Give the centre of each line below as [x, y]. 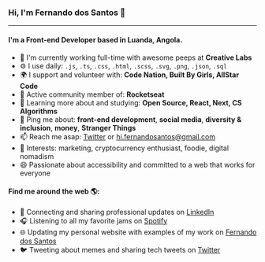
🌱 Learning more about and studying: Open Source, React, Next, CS [131, 102]
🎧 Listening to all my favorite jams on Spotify [93, 220]
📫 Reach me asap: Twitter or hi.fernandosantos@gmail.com [117, 136]
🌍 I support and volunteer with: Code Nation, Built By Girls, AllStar [129, 75]
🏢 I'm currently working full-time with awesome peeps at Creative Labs [136, 57]
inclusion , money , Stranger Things [78, 127]
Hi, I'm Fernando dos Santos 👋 [67, 13]
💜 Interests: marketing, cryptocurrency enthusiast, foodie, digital [124, 148]
